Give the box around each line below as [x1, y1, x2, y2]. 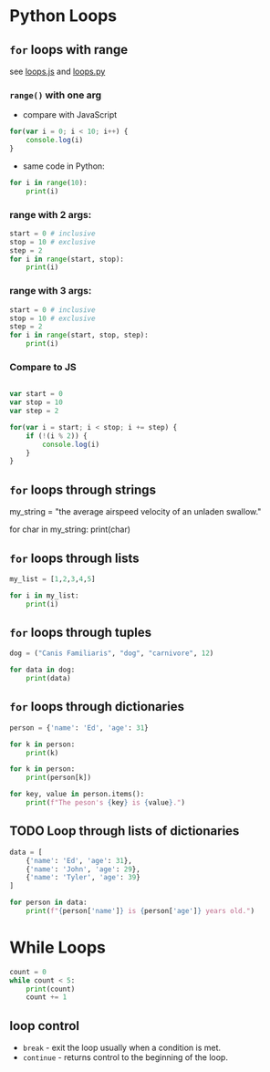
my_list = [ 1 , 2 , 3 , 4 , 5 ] [9, 574, 96, 584]
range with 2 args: [9, 208, 92, 221]
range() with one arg [9, 88, 102, 101]
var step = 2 [9, 407, 59, 416]
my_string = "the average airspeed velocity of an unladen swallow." [9, 506, 262, 517]
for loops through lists [9, 550, 140, 566]
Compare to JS [9, 360, 77, 373]
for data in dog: [9, 665, 76, 675]
